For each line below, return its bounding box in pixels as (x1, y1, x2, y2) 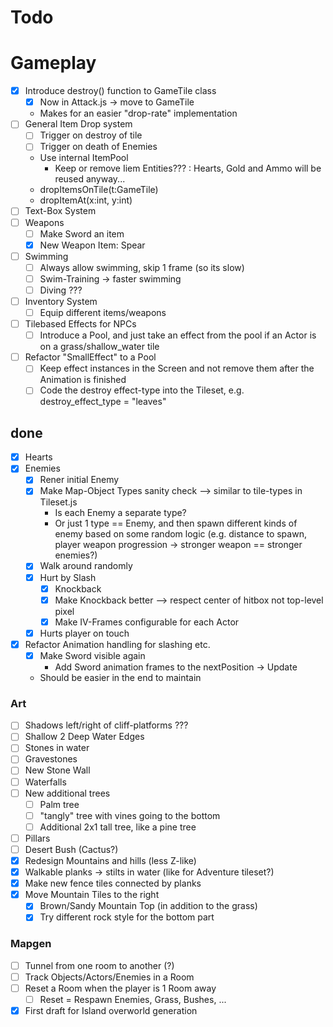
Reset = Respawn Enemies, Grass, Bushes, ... (39, 993, 227, 1005)
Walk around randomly (39, 560, 133, 572)
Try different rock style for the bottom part (39, 911, 215, 923)
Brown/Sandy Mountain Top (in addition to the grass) (39, 900, 258, 912)
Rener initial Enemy (39, 474, 120, 486)
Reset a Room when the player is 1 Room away (24, 982, 217, 994)
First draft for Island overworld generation (24, 1004, 198, 1016)
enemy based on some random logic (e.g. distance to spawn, (54, 528, 307, 540)
